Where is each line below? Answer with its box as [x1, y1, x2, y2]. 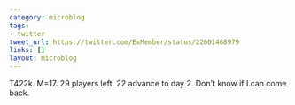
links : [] [9, 46, 46, 55]
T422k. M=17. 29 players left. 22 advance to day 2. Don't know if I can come [9, 79, 287, 88]
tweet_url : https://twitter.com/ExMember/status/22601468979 [9, 37, 240, 47]
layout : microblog [9, 54, 77, 63]
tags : [9, 21, 29, 30]
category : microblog [9, 12, 86, 22]
